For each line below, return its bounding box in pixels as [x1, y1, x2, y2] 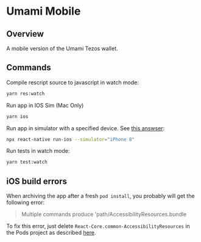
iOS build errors [6, 176, 67, 186]
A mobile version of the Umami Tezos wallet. [6, 45, 118, 52]
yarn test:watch [6, 159, 48, 166]
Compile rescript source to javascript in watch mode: [6, 78, 139, 86]
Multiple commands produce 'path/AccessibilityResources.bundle [21, 211, 187, 218]
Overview [6, 29, 44, 39]
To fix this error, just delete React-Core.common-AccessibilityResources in [6, 222, 190, 230]
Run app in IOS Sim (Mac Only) [6, 101, 84, 109]
